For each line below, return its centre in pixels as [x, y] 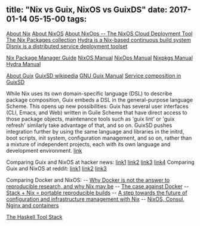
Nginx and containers [33, 205]
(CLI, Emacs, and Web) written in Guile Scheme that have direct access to [97, 112]
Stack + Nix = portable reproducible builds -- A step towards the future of [97, 193]
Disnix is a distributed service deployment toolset [67, 46]
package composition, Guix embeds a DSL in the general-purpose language [99, 100]
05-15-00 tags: [58, 19]
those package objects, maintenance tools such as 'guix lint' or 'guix [90, 119]
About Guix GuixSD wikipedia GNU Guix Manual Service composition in [94, 75]
